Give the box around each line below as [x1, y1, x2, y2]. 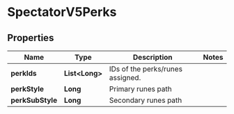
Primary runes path [109, 84, 172, 94]
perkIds [10, 69, 37, 78]
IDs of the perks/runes [109, 64, 183, 74]
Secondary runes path [109, 95, 182, 105]
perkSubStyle [10, 95, 58, 105]
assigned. [109, 73, 141, 82]
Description [132, 53, 173, 62]
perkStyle [10, 84, 44, 94]
